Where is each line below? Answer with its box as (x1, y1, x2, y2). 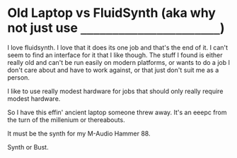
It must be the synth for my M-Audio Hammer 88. (7, 129, 151, 138)
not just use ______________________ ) (7, 20, 225, 36)
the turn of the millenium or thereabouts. (7, 115, 125, 124)
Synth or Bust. (7, 142, 49, 151)
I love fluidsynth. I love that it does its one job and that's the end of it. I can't (7, 43, 229, 51)
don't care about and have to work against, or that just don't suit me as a (7, 66, 219, 74)
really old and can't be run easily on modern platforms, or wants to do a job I (7, 58, 230, 66)
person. (7, 73, 30, 82)
